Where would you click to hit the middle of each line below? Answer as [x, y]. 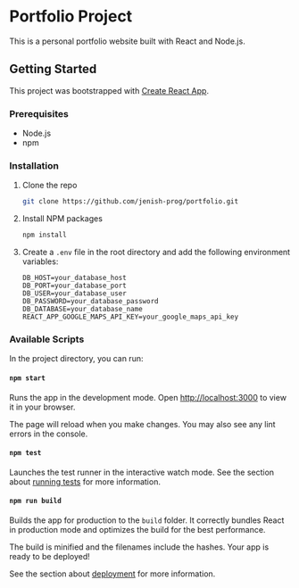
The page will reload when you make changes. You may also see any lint [142, 424]
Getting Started [53, 69]
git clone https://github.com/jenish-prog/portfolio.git [130, 202]
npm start [28, 378]
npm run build [36, 501]
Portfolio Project [71, 17]
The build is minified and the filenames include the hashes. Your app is [139, 547]
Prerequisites [39, 113]
